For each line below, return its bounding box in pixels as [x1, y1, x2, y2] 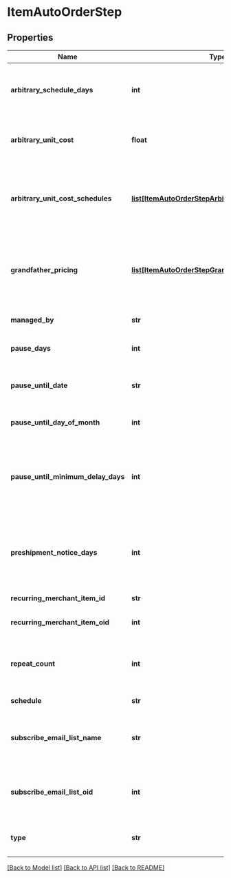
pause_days [10, 344, 52, 353]
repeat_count [10, 659, 56, 668]
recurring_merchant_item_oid [10, 617, 110, 627]
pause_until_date [10, 380, 68, 390]
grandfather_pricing [10, 265, 78, 274]
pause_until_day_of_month [10, 418, 100, 427]
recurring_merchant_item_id [10, 593, 105, 603]
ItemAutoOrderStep [7, 4, 122, 20]
